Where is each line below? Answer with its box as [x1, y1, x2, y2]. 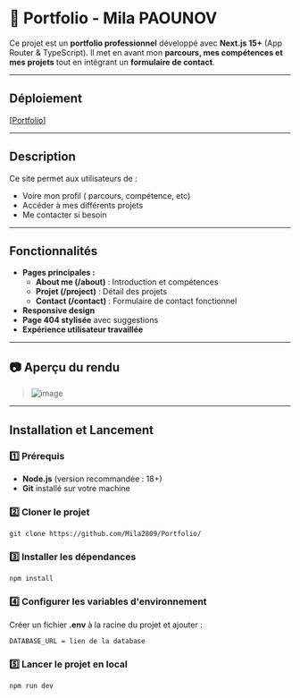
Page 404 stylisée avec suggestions [21, 315, 159, 326]
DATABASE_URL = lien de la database [9, 636, 146, 645]
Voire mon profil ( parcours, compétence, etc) [21, 190, 191, 200]
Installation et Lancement [9, 422, 154, 438]
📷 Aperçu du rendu [9, 360, 121, 375]
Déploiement [9, 91, 83, 106]
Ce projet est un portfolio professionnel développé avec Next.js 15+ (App [9, 38, 283, 48]
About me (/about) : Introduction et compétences [35, 277, 219, 287]
